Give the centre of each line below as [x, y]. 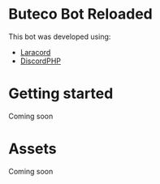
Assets [32, 149]
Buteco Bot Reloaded [80, 14]
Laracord [35, 52]
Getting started [61, 94]
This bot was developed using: [60, 36]
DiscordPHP [40, 61]
